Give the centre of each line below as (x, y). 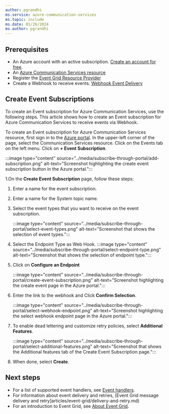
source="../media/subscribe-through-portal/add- (108, 158)
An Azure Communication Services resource (59, 72)
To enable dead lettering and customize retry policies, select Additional (88, 326)
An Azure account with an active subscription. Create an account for (84, 61)
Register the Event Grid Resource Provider (57, 78)
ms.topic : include (25, 19)
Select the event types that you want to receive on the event (76, 208)
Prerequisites (27, 50)
